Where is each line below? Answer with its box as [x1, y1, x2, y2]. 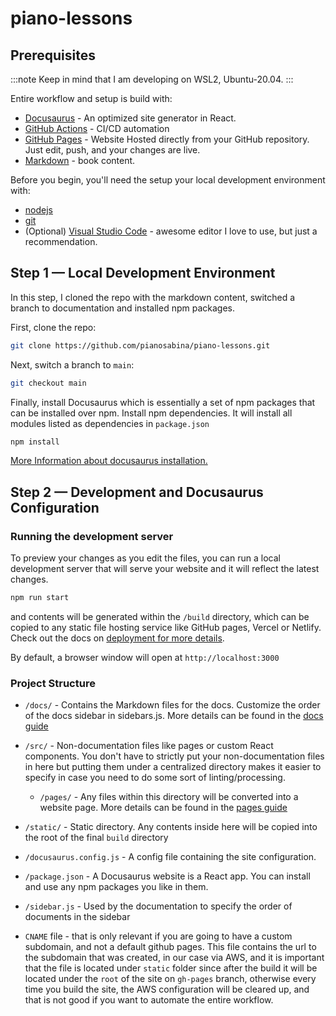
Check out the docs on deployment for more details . [10, 632, 225, 644]
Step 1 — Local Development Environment [10, 265, 276, 282]
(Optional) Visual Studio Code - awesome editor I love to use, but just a [24, 225, 318, 237]
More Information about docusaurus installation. [10, 455, 208, 467]
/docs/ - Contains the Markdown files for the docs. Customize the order [24, 699, 321, 711]
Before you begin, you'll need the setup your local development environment [10, 174, 326, 186]
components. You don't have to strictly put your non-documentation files [24, 750, 325, 762]
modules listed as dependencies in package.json [10, 417, 210, 429]
